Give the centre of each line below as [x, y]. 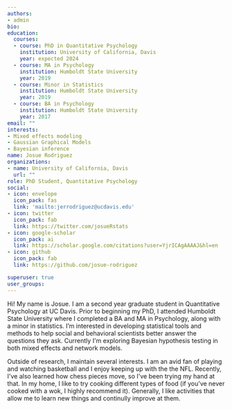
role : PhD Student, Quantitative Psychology [72, 181]
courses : [26, 40]
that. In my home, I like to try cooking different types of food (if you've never [116, 383]
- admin [18, 20]
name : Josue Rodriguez [40, 156]
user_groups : [26, 284]
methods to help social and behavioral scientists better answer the [102, 333]
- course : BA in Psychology [54, 104]
